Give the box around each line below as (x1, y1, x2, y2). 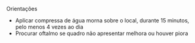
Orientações (6, 5, 38, 12)
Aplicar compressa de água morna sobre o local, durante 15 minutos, (15, 17, 189, 24)
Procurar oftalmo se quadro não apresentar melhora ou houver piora (15, 30, 188, 37)
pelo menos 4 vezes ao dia (15, 24, 84, 30)
